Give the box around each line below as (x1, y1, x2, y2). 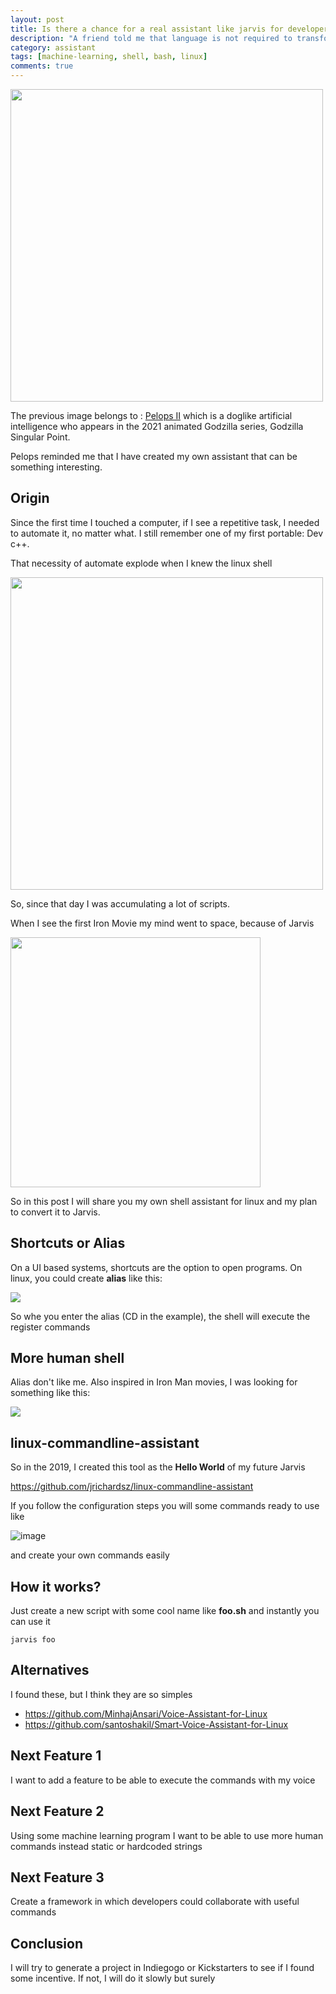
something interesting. (10, 461, 103, 473)
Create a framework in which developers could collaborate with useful (10, 1896, 300, 1908)
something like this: (10, 1387, 91, 1399)
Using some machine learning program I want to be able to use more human (10, 1829, 324, 1841)
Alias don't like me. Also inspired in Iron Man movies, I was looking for (10, 1376, 298, 1388)
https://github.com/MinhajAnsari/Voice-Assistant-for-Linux (24, 1707, 268, 1720)
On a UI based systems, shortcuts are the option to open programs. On (10, 1261, 303, 1273)
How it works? (10, 1578, 102, 1595)
